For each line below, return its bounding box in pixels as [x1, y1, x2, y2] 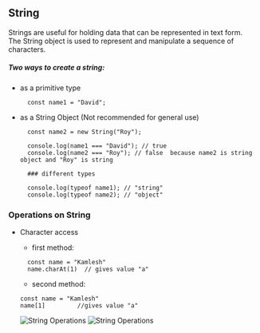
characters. [8, 44, 46, 54]
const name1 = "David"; [27, 98, 106, 106]
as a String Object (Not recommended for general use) [19, 112, 199, 122]
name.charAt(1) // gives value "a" [27, 265, 149, 274]
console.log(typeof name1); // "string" [27, 184, 163, 192]
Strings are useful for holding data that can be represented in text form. [8, 27, 243, 37]
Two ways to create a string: [8, 63, 105, 73]
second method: [31, 279, 86, 289]
